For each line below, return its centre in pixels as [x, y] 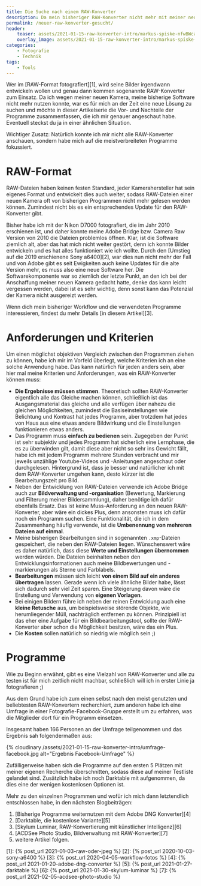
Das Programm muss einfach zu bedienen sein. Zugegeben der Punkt [101, 436]
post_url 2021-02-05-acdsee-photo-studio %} [63, 877]
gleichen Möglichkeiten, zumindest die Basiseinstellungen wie [91, 410]
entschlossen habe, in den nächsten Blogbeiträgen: [69, 803]
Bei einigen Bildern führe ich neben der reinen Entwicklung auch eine [100, 602]
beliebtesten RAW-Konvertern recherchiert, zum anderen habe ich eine [94, 705]
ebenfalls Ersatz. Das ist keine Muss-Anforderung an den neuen [94, 506]
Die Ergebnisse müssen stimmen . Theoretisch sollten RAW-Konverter [101, 391]
